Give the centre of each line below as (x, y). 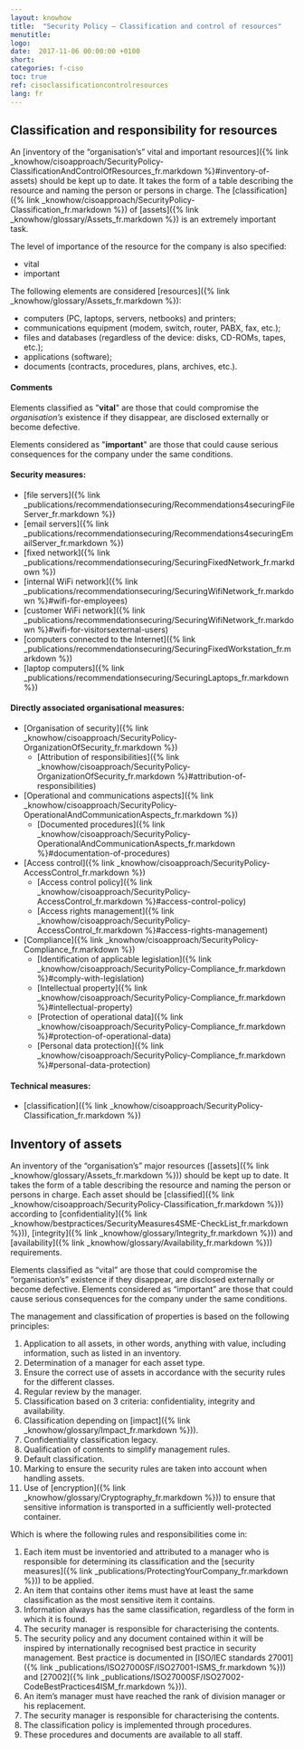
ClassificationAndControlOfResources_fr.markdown (106, 171)
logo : (20, 43)
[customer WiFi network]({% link (84, 610)
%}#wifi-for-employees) (82, 601)
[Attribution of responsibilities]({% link (108, 756)
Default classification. (64, 1458)
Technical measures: (51, 1086)
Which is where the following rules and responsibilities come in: (129, 1534)
